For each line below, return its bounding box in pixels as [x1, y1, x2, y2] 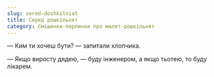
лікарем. [7, 63, 33, 71]
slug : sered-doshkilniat [7, 10, 78, 17]
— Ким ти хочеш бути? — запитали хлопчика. [7, 42, 141, 50]
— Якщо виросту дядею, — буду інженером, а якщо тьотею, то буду [7, 55, 207, 63]
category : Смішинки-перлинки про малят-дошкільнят [7, 23, 155, 30]
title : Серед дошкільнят [7, 16, 78, 23]
